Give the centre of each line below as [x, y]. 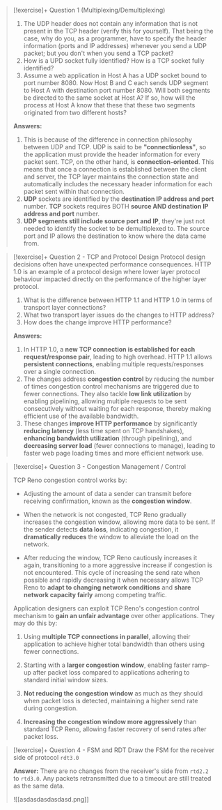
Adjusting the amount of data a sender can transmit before [108, 494]
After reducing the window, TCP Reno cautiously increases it [110, 558]
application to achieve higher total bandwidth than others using [114, 644]
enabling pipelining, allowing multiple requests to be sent [105, 401]
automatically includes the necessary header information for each [118, 184]
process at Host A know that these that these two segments [109, 105]
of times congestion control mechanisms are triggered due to [111, 386]
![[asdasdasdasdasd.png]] [51, 799]
